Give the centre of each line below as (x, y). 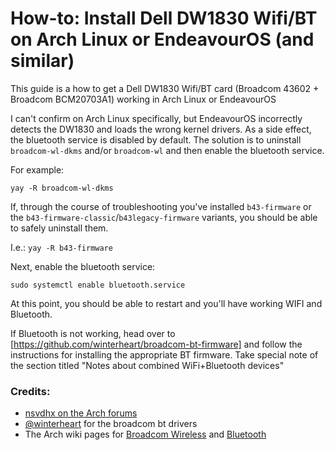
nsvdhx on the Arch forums (81, 413)
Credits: (30, 391)
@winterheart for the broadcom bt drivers (111, 424)
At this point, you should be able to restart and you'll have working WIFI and (166, 303)
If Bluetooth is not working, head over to (93, 333)
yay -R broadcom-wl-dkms (62, 188)
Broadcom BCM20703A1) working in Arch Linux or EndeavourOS (143, 99)
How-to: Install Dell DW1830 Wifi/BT (164, 18)
